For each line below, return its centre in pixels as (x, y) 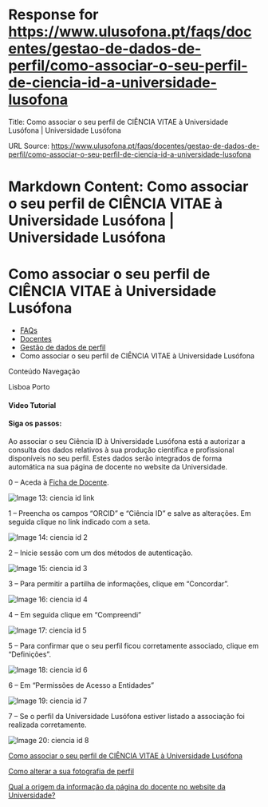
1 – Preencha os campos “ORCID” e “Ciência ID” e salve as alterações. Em (130, 513)
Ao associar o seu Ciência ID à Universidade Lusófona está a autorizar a (127, 441)
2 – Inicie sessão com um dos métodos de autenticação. (100, 553)
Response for (53, 15)
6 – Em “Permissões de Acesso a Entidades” (81, 685)
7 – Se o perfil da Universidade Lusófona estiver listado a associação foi (126, 716)
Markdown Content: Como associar (128, 187)
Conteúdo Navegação (44, 372)
